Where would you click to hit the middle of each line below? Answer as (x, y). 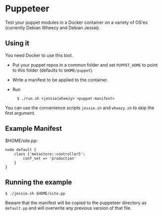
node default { (21, 149)
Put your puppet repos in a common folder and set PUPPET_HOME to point (85, 65)
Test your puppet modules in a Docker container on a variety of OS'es (76, 22)
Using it (17, 43)
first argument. (20, 113)
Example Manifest (34, 129)
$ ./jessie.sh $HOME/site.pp (35, 194)
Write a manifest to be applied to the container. (60, 79)
